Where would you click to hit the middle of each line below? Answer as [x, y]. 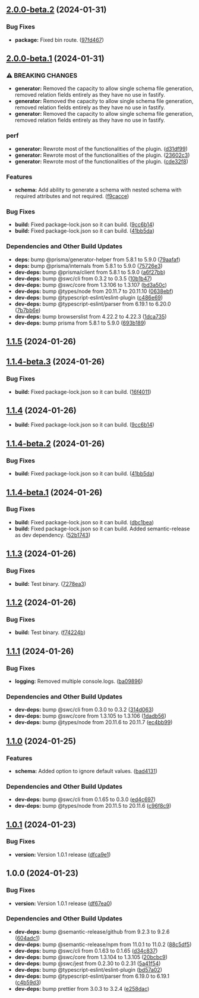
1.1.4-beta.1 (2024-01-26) [54, 492]
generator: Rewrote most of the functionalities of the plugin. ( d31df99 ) [101, 149]
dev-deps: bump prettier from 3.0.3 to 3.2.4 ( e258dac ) [82, 988]
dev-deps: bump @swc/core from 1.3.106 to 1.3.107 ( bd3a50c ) [91, 285]
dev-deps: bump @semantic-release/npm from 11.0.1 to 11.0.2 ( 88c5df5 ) [103, 944]
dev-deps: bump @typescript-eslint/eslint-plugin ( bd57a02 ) [88, 969]
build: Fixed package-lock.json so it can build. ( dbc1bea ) [84, 522]
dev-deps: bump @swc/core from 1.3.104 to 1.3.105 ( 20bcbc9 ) [91, 957]
